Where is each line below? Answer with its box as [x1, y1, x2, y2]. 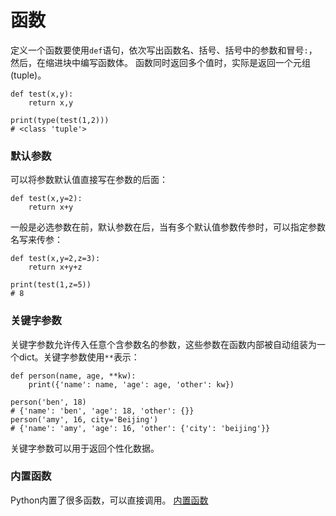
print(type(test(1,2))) [10, 115, 110, 125]
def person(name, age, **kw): [10, 371, 137, 381]
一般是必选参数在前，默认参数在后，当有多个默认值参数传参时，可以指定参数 [10, 221, 326, 233]
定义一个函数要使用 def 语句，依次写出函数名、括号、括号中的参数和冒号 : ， [10, 44, 318, 56]
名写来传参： [10, 234, 63, 246]
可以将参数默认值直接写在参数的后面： [10, 174, 168, 186]
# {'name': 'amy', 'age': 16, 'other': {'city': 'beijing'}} [10, 423, 271, 433]
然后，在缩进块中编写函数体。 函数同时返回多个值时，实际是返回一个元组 [10, 56, 311, 68]
